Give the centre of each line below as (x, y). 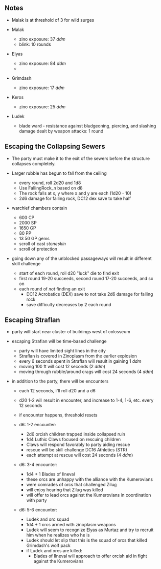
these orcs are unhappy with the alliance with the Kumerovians (90, 479)
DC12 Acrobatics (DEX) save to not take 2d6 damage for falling (90, 294)
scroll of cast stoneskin (42, 244)
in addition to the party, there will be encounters (60, 381)
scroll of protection (38, 249)
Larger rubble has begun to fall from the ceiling (59, 173)
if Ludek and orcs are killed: (54, 551)
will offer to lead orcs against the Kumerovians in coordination (89, 495)
